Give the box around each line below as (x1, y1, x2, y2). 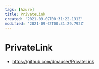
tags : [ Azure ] (5, 7, 35, 12)
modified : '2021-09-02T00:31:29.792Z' (5, 21, 85, 26)
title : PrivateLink (5, 12, 46, 17)
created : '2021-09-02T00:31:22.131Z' (5, 16, 83, 21)
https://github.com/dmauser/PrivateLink (12, 59, 94, 65)
